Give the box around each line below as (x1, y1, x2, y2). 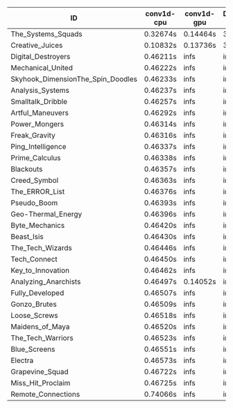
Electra (10, 356, 34, 365)
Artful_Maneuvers (10, 108, 69, 117)
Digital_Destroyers (10, 52, 71, 61)
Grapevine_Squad (10, 367, 69, 376)
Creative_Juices (10, 41, 63, 50)
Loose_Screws (10, 311, 59, 320)
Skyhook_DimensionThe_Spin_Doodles (10, 74, 137, 84)
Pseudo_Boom (10, 198, 58, 207)
